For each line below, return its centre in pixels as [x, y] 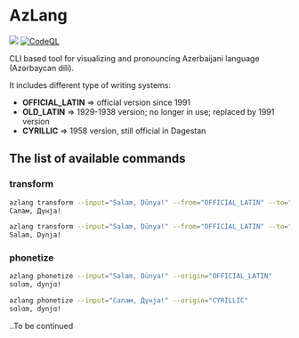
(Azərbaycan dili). [41, 68]
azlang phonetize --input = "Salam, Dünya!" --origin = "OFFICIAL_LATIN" [141, 277]
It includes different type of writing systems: [90, 84]
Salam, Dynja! [36, 235]
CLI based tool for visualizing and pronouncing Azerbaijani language [134, 58]
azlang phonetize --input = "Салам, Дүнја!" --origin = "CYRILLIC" [129, 301]
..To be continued [41, 326]
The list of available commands [97, 159]
